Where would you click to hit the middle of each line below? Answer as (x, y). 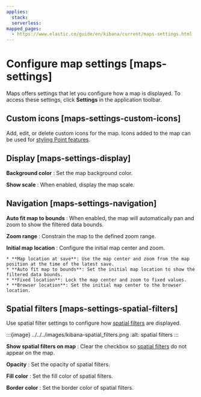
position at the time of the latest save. (60, 264)
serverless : (27, 23)
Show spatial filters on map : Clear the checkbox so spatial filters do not (97, 346)
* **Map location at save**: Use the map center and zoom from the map (98, 259)
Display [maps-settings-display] (69, 158)
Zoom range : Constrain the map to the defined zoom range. (81, 236)
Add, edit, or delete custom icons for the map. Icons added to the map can (99, 133)
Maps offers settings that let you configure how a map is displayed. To (93, 93)
